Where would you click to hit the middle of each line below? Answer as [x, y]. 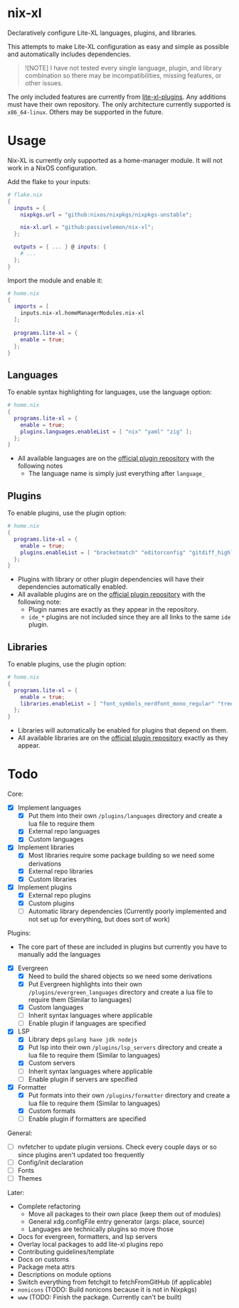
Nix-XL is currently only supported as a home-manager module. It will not [115, 160]
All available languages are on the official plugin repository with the [116, 458]
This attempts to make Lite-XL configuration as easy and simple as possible [118, 46]
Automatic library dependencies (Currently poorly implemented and [127, 911]
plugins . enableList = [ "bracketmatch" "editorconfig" [103, 553]
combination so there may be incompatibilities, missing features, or [123, 75]
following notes [40, 466]
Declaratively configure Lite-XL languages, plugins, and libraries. [102, 33]
